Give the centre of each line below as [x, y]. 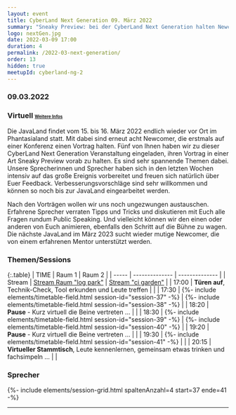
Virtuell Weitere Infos [35, 116]
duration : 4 [25, 46]
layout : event [28, 14]
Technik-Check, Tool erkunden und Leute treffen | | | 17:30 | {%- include [112, 290]
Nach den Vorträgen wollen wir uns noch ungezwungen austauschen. [108, 204]
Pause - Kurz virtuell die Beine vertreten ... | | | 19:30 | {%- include [103, 334]
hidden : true [26, 66]
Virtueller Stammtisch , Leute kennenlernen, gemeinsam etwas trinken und [116, 349]
